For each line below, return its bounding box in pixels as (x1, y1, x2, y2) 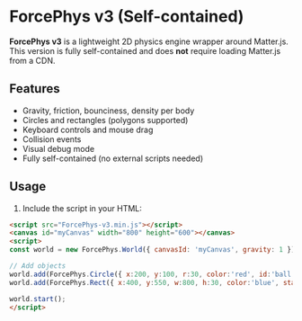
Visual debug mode (22, 143, 95, 154)
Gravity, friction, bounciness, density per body (22, 105, 195, 116)
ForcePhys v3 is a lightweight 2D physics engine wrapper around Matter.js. (9, 36, 289, 47)
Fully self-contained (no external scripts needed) (22, 153, 204, 164)
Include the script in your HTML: (22, 202, 142, 213)
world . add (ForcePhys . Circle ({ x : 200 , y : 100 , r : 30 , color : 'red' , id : (9, 270, 271, 279)
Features (9, 81, 60, 96)
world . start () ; (9, 294, 67, 303)
